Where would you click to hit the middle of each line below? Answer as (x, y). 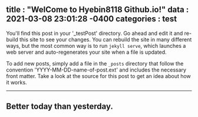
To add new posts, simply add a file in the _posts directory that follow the (95, 63)
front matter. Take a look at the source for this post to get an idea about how (99, 76)
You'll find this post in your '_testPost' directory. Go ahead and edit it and (95, 33)
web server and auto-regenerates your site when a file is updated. (86, 52)
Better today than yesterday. (60, 107)
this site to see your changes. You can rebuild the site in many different (106, 39)
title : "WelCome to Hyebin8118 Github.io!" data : (98, 10)
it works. (17, 82)
